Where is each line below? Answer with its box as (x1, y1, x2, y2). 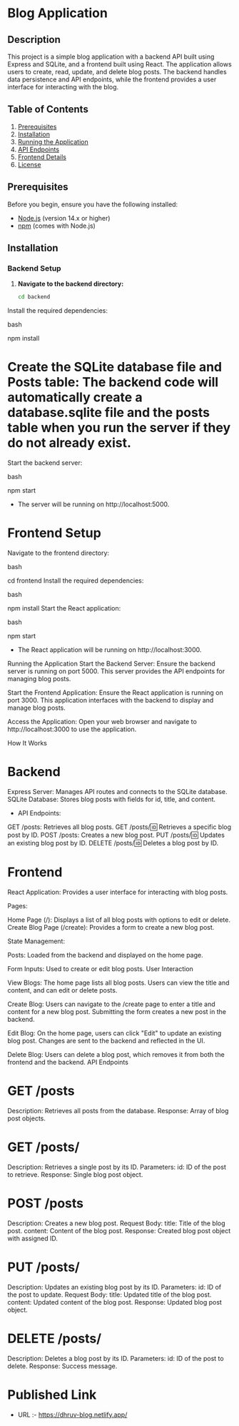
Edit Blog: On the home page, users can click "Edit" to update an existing (7, 1028, 222, 1037)
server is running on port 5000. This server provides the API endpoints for (7, 667, 225, 676)
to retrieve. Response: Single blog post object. (7, 1170, 143, 1179)
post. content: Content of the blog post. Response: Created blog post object (7, 1226, 231, 1235)
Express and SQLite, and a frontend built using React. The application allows (7, 60, 232, 69)
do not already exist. (7, 435, 132, 451)
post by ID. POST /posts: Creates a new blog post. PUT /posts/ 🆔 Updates (7, 830, 225, 839)
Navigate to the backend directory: (17, 280, 124, 288)
